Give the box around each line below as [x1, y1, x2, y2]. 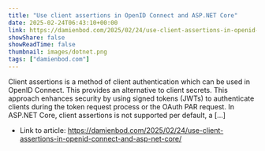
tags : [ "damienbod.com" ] [8, 56, 90, 64]
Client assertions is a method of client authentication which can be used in [8, 76, 251, 87]
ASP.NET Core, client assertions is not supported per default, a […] [8, 110, 226, 120]
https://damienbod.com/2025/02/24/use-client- [67, 125, 224, 134]
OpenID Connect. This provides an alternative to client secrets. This [8, 85, 229, 94]
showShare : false [8, 33, 65, 42]
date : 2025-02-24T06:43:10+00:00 [8, 19, 118, 27]
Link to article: [19, 125, 66, 134]
